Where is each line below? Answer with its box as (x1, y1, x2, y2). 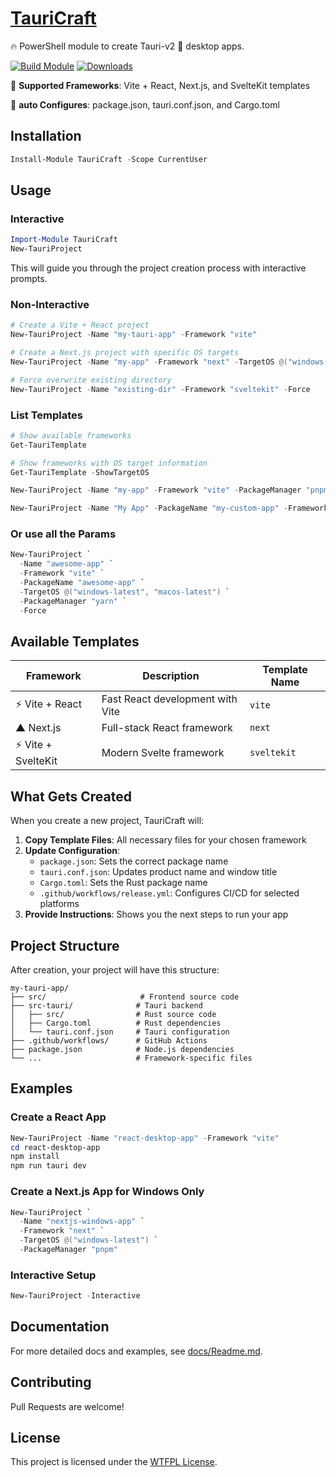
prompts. (10, 273, 48, 285)
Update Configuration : (24, 845, 121, 857)
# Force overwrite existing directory (10, 375, 172, 385)
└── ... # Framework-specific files (10, 1053, 253, 1064)
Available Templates (10, 633, 140, 650)
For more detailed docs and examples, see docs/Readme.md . (10, 1345, 263, 1357)
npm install (10, 1152, 60, 1162)
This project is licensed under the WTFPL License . (10, 1456, 218, 1468)
